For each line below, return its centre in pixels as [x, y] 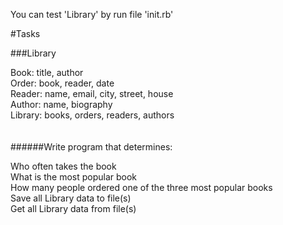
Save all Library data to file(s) [71, 198]
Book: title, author [47, 72]
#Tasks [25, 33]
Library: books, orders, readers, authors [92, 115]
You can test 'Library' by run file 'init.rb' [92, 14]
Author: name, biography [61, 104]
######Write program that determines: [91, 147]
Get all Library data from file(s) [73, 208]
